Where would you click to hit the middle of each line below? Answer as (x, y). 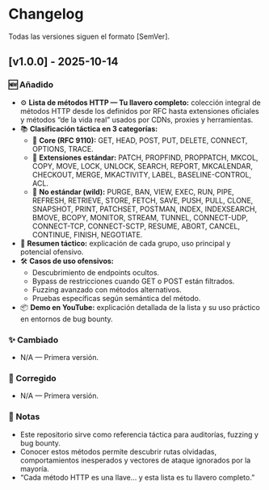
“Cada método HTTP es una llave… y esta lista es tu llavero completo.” (137, 477)
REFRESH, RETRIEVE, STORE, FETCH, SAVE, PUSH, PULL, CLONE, (143, 200)
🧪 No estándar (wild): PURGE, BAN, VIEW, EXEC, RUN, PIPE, (133, 191)
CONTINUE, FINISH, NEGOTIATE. (87, 234)
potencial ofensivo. (52, 252)
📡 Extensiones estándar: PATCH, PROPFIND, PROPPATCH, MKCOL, (145, 157)
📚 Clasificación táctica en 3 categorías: (89, 128)
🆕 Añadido (31, 85)
